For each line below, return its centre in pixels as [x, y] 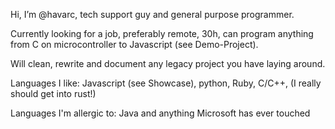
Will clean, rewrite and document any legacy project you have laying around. [168, 63]
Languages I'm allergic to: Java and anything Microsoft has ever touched [160, 113]
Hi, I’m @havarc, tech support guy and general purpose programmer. [152, 14]
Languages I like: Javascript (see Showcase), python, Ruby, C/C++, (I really [166, 83]
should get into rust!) [53, 93]
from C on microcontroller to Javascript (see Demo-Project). [134, 44]
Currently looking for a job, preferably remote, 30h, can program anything [162, 33]
